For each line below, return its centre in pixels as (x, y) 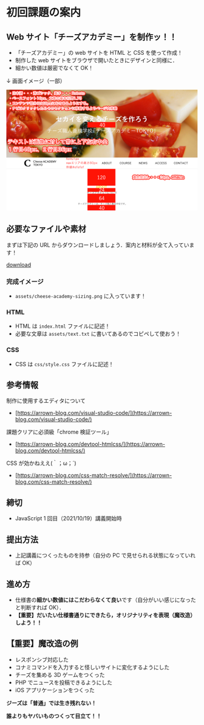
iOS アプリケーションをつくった (55, 690)
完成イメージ (25, 281)
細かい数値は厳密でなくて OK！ (54, 68)
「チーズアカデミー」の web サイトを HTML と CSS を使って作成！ (99, 53)
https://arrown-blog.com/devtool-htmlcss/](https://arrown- (91, 444)
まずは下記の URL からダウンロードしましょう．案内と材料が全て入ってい (98, 245)
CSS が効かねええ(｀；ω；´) (42, 463)
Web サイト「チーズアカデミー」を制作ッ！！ (92, 37)
